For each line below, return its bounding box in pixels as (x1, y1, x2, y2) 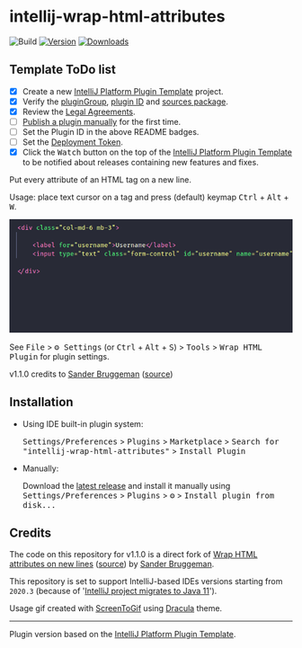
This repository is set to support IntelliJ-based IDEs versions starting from (9, 576, 283, 587)
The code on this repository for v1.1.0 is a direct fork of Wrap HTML (9, 549, 258, 560)
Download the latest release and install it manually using (22, 480, 231, 491)
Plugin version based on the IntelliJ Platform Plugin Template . (9, 629, 236, 640)
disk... (22, 500, 57, 510)
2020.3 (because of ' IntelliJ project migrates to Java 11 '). (9, 586, 218, 597)
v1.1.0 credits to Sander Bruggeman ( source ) (9, 368, 173, 379)
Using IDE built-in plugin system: (22, 418, 144, 429)
